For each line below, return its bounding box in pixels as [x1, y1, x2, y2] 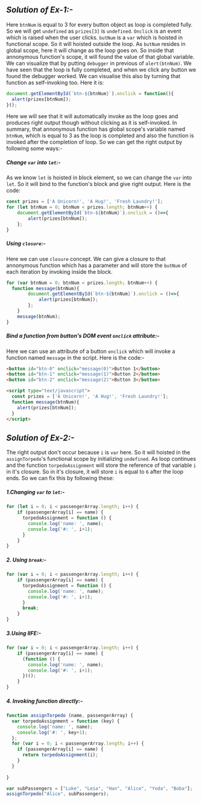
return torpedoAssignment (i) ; [22, 752, 98, 758]
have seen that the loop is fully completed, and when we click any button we [6, 66, 197, 73]
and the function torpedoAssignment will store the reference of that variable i [6, 461, 197, 469]
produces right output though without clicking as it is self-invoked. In [6, 119, 177, 127]
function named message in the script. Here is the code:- [6, 354, 145, 361]
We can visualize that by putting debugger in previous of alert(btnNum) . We [6, 59, 192, 67]
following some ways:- [6, 145, 63, 152]
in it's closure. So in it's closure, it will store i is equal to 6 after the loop [6, 468, 184, 475]
